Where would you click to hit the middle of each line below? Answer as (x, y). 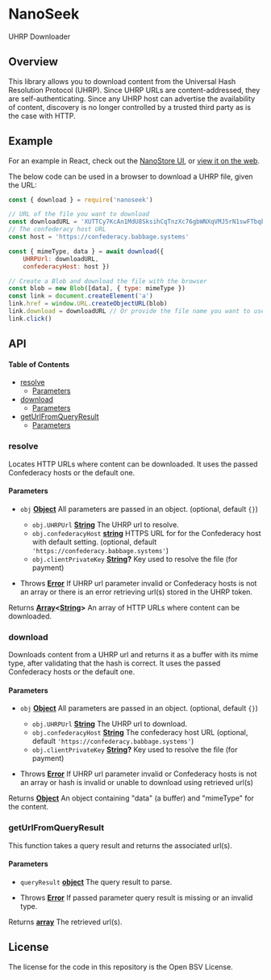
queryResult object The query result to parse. (96, 881)
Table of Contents (39, 364)
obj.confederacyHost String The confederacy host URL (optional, (140, 733)
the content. (29, 807)
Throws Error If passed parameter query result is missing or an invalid (136, 898)
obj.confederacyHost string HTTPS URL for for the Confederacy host (146, 533)
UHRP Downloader (40, 36)
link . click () (30, 319)
